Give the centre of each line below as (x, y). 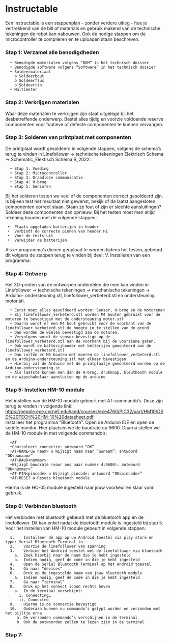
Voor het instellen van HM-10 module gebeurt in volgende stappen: (76, 528)
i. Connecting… (35, 595)
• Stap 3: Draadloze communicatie (46, 178)
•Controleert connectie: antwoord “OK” (52, 447)
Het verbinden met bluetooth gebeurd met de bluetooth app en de (75, 517)
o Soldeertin (28, 85)
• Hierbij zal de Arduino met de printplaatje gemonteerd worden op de (88, 364)
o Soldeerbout (29, 76)
